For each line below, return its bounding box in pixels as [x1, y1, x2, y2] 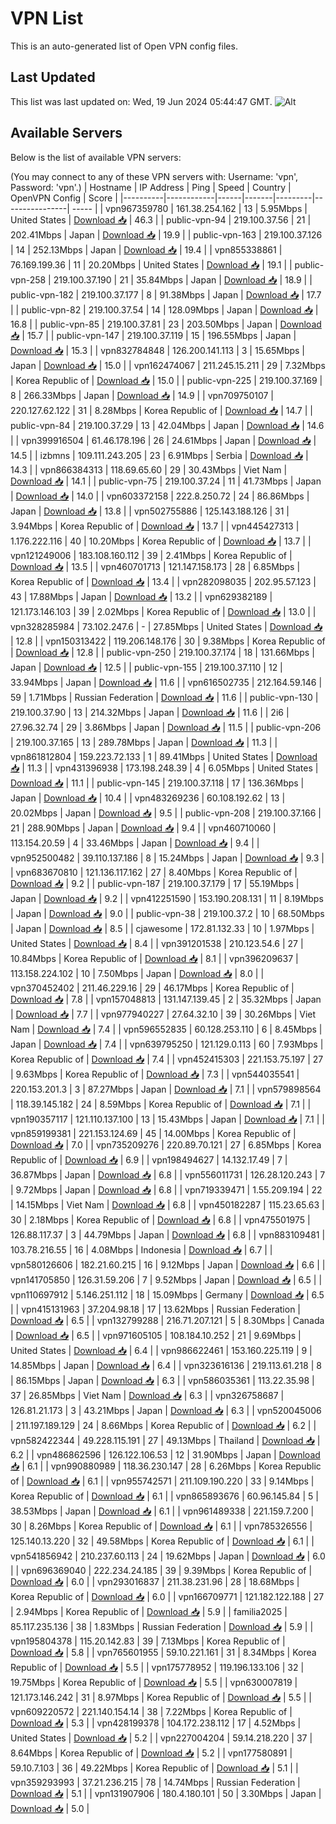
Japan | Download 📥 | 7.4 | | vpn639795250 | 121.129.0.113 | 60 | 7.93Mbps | [10, 1038, 324, 1050]
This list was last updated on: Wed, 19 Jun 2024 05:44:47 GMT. [10, 95, 273, 107]
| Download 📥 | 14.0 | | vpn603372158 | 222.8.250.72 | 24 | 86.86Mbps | [10, 490, 310, 502]
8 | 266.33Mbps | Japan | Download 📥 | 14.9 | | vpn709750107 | [10, 389, 275, 401]
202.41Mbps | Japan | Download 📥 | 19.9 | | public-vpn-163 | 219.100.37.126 [10, 228, 323, 241]
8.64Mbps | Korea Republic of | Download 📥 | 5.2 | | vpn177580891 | [10, 1747, 293, 1759]
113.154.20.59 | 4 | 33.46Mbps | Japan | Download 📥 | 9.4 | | [10, 837, 260, 849]
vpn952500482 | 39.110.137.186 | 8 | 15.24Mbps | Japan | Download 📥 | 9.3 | [10, 852, 325, 864]
